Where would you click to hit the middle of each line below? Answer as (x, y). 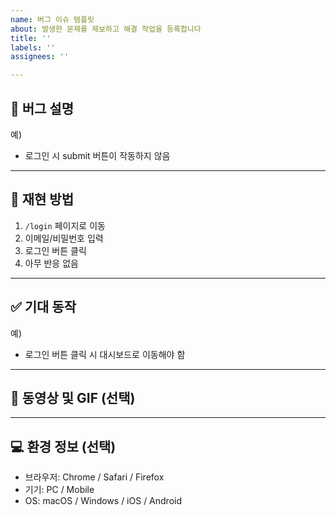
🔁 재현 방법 (42, 199)
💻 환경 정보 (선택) (63, 446)
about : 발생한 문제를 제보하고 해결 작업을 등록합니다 (106, 29)
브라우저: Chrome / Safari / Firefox (94, 477)
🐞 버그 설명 (42, 108)
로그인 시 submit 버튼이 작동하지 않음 (97, 155)
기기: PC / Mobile (59, 490)
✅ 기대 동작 (43, 307)
